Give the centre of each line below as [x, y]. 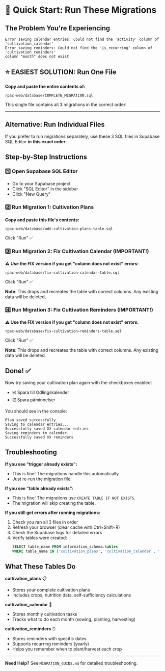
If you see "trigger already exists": [41, 464]
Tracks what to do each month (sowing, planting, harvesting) [74, 619]
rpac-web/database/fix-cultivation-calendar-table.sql [62, 272]
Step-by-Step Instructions [46, 157]
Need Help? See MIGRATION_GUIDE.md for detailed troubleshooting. [71, 663]
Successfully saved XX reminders [39, 438]
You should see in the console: [36, 411]
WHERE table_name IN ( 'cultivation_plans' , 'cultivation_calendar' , [84, 551]
